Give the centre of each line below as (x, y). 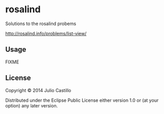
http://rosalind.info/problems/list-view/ (46, 33)
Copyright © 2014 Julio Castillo (38, 90)
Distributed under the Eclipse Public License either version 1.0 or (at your (82, 100)
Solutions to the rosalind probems (41, 24)
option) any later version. (31, 105)
